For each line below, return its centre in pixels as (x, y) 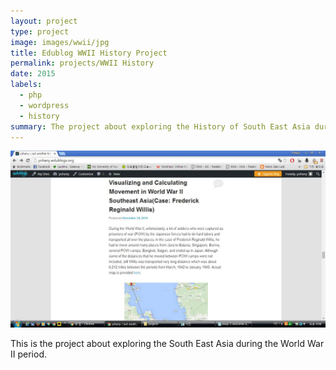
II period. (28, 354)
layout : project (44, 21)
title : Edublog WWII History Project (89, 53)
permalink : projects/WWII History (82, 63)
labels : (26, 85)
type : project (40, 31)
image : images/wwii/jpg (60, 42)
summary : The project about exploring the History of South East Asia (160, 126)
